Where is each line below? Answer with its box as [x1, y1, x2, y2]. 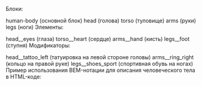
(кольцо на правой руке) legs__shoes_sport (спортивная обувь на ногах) [5, 60, 193, 67]
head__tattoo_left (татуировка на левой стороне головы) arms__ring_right [5, 54, 194, 60]
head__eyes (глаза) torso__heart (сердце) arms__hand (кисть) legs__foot [5, 35, 190, 42]
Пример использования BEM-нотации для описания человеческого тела [5, 66, 195, 74]
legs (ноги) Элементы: [5, 24, 64, 30]
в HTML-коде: [5, 73, 42, 80]
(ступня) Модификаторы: [5, 42, 71, 49]
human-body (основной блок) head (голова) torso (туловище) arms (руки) [5, 17, 197, 24]
